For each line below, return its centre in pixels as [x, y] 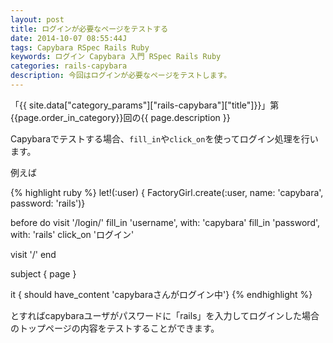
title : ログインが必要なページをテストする [89, 29]
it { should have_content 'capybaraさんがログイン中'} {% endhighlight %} [161, 294]
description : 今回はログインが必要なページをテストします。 [121, 76]
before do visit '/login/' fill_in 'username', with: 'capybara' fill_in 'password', [165, 222]
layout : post [37, 19]
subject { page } [43, 273]
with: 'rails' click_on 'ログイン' [72, 234]
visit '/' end [33, 254]
